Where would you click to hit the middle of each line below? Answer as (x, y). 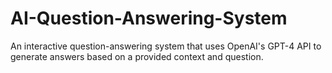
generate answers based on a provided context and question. (137, 56)
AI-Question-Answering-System (149, 18)
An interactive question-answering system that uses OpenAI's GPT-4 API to (166, 46)
